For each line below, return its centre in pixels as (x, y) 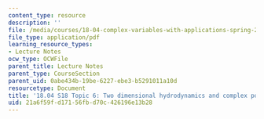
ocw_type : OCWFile (38, 59)
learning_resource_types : (50, 45)
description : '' (35, 23)
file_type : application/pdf (54, 37)
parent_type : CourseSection (54, 74)
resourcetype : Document (47, 88)
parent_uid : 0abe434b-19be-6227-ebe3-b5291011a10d (93, 81)
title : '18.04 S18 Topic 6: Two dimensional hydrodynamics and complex (128, 96)
